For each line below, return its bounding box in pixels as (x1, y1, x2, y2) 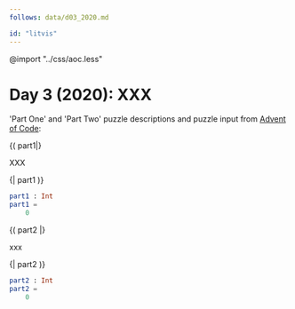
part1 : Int (9, 192, 53, 201)
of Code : (9, 123, 42, 134)
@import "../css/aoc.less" (9, 53, 103, 64)
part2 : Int (9, 276, 53, 285)
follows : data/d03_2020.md (9, 12, 109, 22)
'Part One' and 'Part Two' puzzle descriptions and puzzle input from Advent (9, 114, 286, 124)
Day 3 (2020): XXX (9, 84, 153, 105)
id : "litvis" (9, 28, 58, 38)
